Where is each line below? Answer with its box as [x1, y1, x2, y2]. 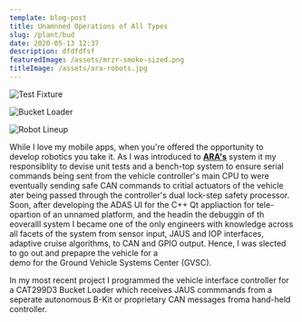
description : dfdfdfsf [9, 47, 95, 56]
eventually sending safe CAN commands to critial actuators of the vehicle [9, 180, 284, 190]
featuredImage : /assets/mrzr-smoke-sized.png [9, 55, 184, 64]
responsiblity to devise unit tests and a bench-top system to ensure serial [9, 161, 284, 171]
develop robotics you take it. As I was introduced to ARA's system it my [9, 151, 277, 161]
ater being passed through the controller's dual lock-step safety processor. [9, 190, 290, 200]
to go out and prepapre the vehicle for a [9, 247, 159, 259]
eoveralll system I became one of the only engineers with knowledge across [9, 219, 294, 229]
